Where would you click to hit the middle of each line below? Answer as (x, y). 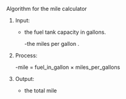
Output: (25, 79)
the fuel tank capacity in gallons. (65, 32)
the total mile (40, 91)
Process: (26, 56)
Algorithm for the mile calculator (47, 9)
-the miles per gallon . (52, 44)
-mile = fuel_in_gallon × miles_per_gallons (68, 67)
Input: (23, 20)
